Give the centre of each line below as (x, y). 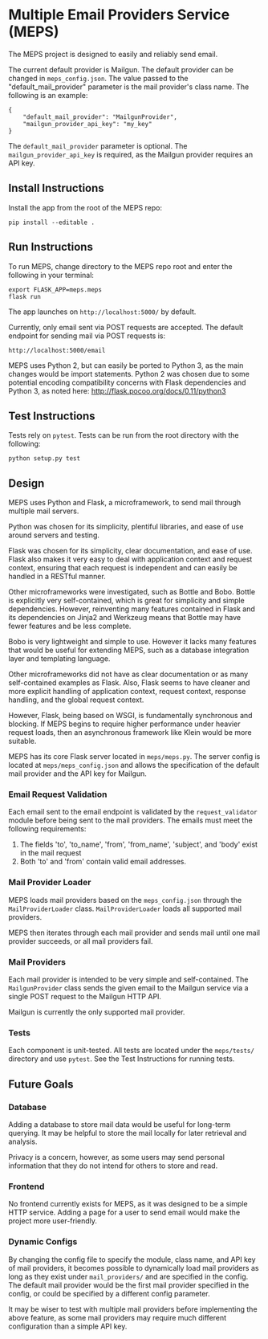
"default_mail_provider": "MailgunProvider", (100, 117)
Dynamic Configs (43, 1242)
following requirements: (47, 829)
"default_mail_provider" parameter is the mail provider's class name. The (129, 87)
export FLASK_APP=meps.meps (55, 290)
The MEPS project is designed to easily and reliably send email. (113, 54)
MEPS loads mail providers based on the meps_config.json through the (125, 900)
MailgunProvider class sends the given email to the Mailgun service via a (128, 988)
